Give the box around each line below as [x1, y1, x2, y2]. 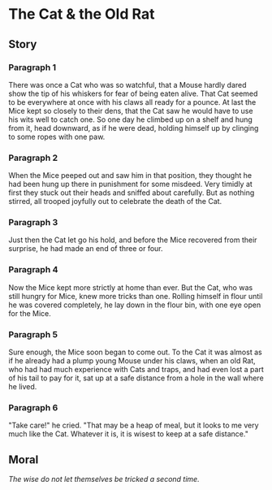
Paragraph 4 [8, 264, 58, 275]
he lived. [8, 382, 37, 392]
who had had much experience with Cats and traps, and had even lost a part [8, 365, 264, 375]
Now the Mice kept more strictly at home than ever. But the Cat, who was [8, 282, 253, 293]
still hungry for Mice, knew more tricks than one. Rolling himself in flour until [8, 291, 263, 301]
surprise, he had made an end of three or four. [8, 244, 164, 254]
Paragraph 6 [8, 401, 58, 413]
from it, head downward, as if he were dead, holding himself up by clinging [8, 123, 259, 132]
